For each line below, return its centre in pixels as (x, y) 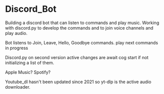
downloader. (18, 87)
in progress (17, 48)
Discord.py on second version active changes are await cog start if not (77, 57)
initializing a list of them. (30, 63)
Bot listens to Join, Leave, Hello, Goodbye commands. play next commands (82, 42)
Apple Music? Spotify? (28, 72)
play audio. (16, 33)
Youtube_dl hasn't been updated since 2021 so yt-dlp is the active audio (78, 82)
